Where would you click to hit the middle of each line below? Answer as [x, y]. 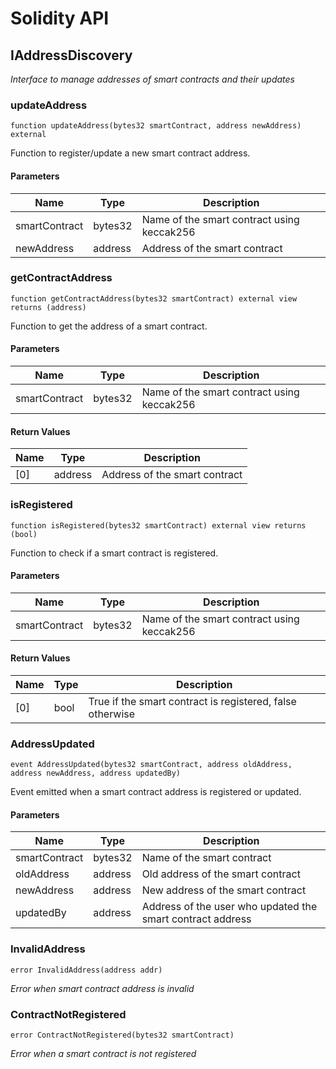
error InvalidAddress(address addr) [86, 970]
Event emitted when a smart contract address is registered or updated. [156, 792]
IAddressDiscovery [71, 55]
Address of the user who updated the [229, 907]
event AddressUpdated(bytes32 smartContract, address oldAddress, [151, 765]
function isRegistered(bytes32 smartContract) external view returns [158, 525]
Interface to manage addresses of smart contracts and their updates [152, 79]
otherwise [112, 714]
